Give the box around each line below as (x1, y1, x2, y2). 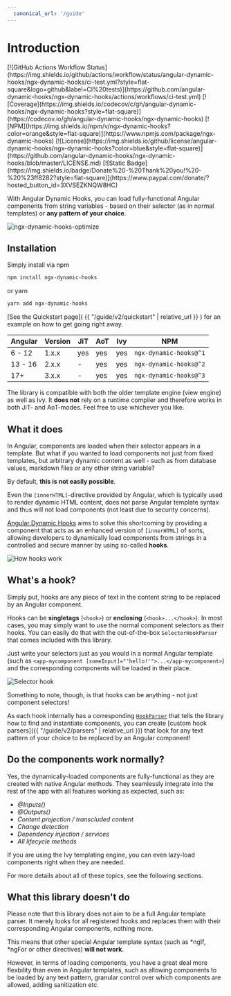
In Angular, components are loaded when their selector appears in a (7, 442, 201, 450)
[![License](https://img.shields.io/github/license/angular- (55, 137, 217, 145)
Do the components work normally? (7, 753, 165, 766)
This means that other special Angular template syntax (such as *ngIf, (7, 938, 206, 946)
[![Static (102, 159, 126, 167)
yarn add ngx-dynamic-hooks (7, 300, 89, 307)
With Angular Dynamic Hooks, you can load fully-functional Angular (7, 194, 200, 202)
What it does (7, 423, 64, 435)
